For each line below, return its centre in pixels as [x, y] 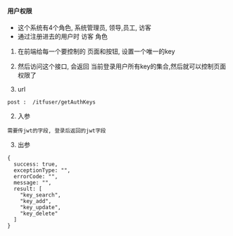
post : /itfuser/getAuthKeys [52, 102]
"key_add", [36, 201]
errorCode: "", [36, 177]
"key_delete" [39, 214]
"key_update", [40, 208]
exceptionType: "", [42, 170]
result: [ [28, 189]
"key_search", [40, 195]
